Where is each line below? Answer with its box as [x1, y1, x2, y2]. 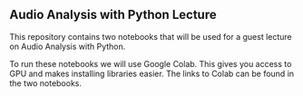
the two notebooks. [9, 77, 83, 89]
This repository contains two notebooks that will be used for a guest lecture [9, 31, 292, 42]
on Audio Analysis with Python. [9, 41, 126, 52]
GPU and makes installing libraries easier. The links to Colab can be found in [9, 68, 295, 79]
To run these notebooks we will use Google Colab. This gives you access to [9, 58, 292, 69]
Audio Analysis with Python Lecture [9, 7, 217, 23]
